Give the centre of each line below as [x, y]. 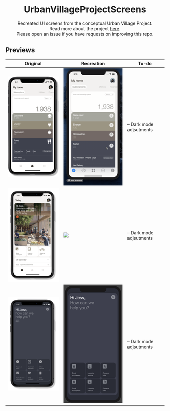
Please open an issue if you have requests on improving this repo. [85, 34]
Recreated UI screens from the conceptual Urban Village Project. [85, 23]
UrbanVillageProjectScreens [85, 9]
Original [33, 64]
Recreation [93, 64]
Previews [20, 50]
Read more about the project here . [85, 28]
